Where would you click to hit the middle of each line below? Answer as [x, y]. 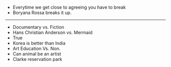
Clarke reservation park [37, 59]
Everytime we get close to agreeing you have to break [69, 7]
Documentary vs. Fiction [38, 27]
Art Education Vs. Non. [36, 48]
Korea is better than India [39, 43]
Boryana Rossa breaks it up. [42, 13]
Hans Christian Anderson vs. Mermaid [52, 32]
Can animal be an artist [37, 54]
